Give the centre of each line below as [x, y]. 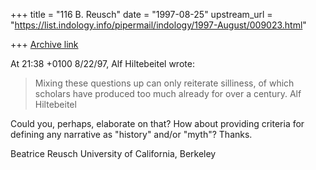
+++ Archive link [44, 44]
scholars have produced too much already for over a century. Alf [168, 93]
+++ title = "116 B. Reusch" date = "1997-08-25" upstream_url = [141, 14]
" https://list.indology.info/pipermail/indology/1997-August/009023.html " [158, 25]
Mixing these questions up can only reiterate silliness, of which [164, 83]
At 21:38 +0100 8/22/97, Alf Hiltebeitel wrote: [102, 63]
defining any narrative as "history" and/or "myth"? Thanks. [131, 134]
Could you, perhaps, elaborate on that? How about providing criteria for [157, 123]
